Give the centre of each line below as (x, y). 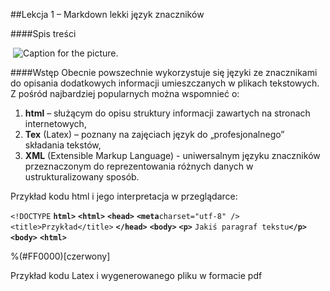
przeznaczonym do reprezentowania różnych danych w (139, 166)
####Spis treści (43, 33)
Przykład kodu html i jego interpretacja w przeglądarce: (124, 196)
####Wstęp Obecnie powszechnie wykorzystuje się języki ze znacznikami (164, 72)
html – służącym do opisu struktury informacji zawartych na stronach (167, 113)
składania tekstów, (63, 145)
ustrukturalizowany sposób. (82, 177)
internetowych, (55, 123)
